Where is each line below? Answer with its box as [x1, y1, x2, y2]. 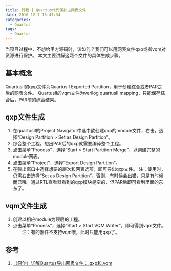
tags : [5, 27, 17, 32]
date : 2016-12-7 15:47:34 [5, 12, 60, 17]
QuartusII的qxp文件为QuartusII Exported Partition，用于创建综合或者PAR [5, 83, 158, 90]
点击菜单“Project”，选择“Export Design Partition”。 [12, 160, 120, 166]
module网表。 [12, 153, 42, 159]
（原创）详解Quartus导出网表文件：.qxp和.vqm [12, 260, 113, 266]
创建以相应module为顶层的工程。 [12, 216, 83, 222]
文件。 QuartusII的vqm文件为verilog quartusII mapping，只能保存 [23, 90, 161, 96]
